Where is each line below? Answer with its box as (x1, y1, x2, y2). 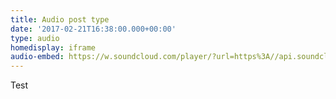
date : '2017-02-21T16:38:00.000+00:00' (10, 24, 177, 34)
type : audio (10, 33, 60, 43)
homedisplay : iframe (10, 42, 97, 53)
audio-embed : (10, 52, 65, 62)
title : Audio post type (10, 14, 110, 25)
